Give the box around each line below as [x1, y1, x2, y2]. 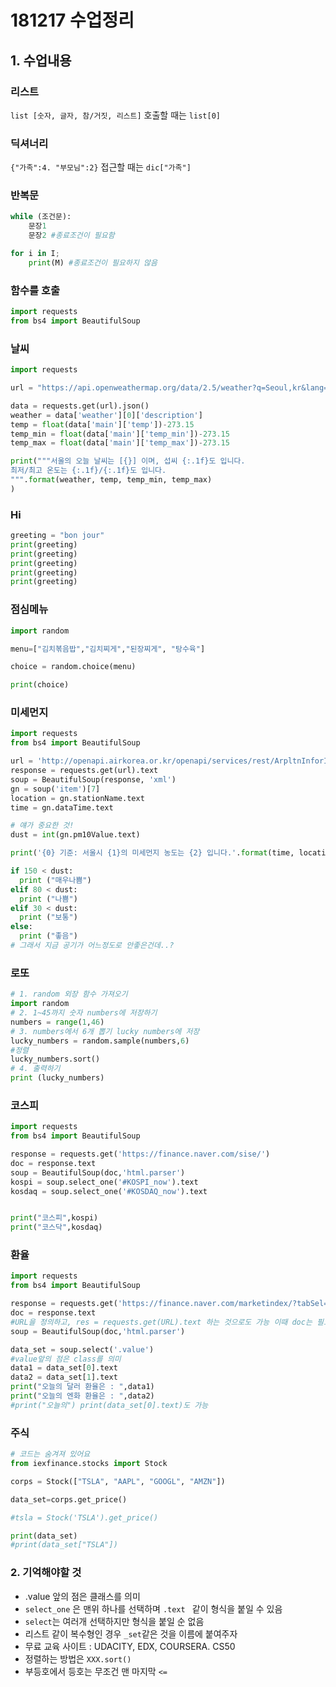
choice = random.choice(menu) [10, 662, 137, 672]
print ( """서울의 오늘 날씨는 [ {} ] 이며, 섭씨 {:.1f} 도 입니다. [10, 456, 246, 466]
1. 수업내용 [10, 52, 72, 69]
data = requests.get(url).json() [10, 401, 150, 411]
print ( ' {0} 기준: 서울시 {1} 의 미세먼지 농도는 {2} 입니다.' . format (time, [10, 848, 295, 858]
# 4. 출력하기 [10, 1064, 61, 1074]
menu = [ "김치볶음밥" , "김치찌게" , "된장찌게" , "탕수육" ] [10, 644, 206, 654]
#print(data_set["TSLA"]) [10, 1540, 118, 1550]
